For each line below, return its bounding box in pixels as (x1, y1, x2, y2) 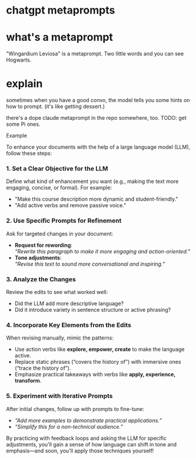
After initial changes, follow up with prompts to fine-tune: (6, 405, 144, 412)
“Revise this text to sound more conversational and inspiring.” (14, 260, 165, 267)
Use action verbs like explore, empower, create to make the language (14, 346, 185, 353)
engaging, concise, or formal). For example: (6, 184, 112, 191)
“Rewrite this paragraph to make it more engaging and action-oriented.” (14, 247, 190, 255)
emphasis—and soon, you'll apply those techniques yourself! (6, 447, 154, 454)
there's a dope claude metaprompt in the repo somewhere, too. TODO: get (6, 115, 187, 122)
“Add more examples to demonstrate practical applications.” (14, 417, 162, 424)
